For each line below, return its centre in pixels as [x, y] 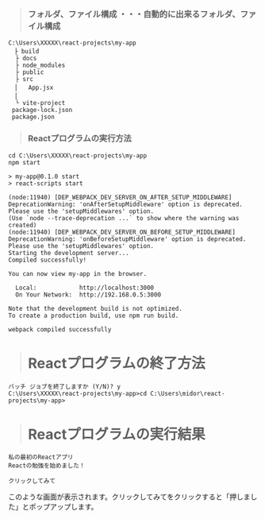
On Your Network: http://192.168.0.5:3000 [88, 294]
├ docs [26, 59]
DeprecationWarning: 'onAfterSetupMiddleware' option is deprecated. [126, 204]
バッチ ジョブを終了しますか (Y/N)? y [65, 386]
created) [23, 225]
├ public [30, 72]
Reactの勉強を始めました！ [47, 466]
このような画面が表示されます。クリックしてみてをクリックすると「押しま [129, 497]
